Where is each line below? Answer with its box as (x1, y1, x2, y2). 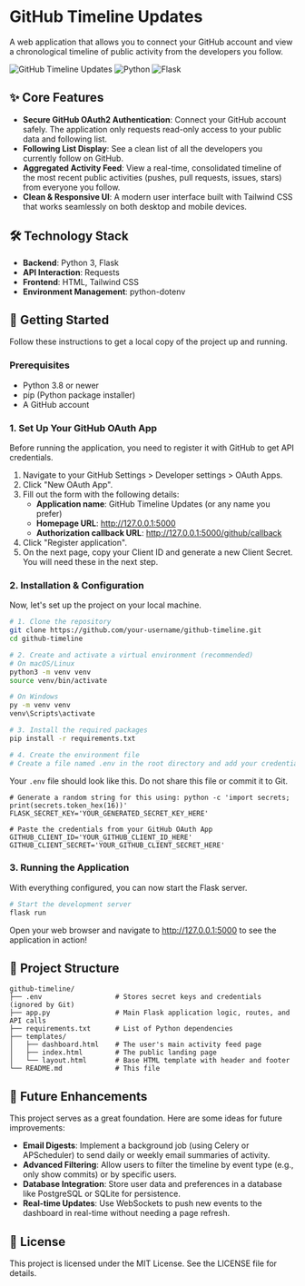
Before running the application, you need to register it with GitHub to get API (9, 442, 295, 453)
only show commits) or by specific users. (22, 1169, 177, 1180)
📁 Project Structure (9, 960, 120, 975)
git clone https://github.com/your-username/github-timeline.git (9, 626, 261, 635)
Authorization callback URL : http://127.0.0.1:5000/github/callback (35, 527, 282, 538)
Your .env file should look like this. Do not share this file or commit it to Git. (9, 775, 289, 786)
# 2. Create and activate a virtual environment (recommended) (9, 650, 254, 659)
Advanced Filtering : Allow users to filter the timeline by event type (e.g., (22, 1160, 294, 1171)
